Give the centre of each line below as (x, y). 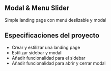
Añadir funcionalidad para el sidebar (48, 58)
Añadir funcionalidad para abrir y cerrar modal (59, 63)
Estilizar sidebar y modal (37, 53)
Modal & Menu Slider (37, 8)
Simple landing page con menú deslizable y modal (55, 20)
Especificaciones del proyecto (52, 36)
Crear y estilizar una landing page (46, 47)
